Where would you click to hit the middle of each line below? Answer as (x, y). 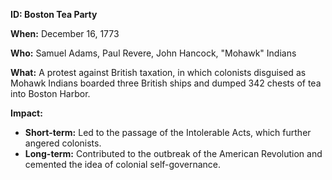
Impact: (26, 113)
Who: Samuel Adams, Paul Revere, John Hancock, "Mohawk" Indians (153, 53)
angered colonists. (63, 143)
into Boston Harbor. (50, 93)
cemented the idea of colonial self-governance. (123, 164)
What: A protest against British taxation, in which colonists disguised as (158, 72)
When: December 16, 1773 (65, 33)
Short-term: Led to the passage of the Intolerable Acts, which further (168, 132)
